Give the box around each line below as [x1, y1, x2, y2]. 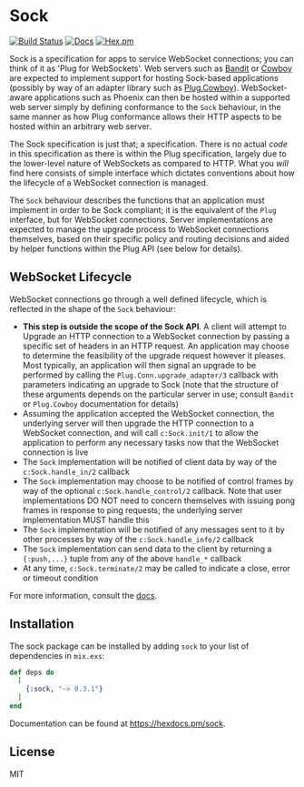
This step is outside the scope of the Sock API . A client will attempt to [22, 320, 288, 332]
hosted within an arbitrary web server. [9, 120, 152, 132]
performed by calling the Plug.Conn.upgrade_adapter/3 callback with [22, 369, 279, 380]
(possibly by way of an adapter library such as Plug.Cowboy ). [9, 82, 240, 93]
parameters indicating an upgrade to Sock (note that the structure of [22, 378, 279, 389]
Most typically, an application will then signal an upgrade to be [22, 359, 257, 370]
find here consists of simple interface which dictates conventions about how [9, 167, 295, 178]
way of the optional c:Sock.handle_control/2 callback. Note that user [22, 485, 282, 496]
